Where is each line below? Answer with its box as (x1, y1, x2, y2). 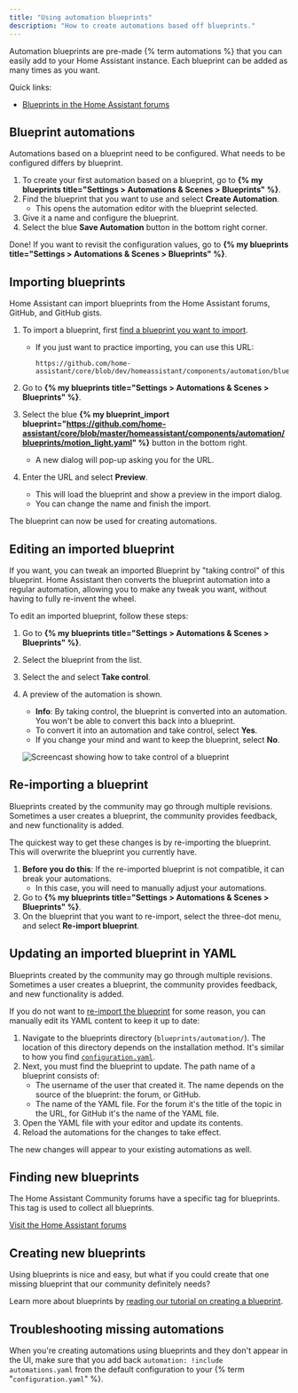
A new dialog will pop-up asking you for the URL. (35, 455, 215, 466)
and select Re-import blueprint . (21, 920, 140, 931)
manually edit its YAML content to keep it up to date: (9, 1015, 200, 1026)
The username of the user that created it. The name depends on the (35, 1079, 284, 1090)
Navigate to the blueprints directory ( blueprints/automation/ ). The (21, 1032, 266, 1043)
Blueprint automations (9, 124, 136, 139)
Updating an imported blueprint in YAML (9, 946, 237, 961)
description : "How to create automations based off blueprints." (9, 21, 255, 30)
